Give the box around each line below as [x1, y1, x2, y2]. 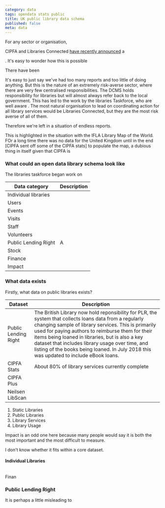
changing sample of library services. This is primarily [34, 321, 156, 328]
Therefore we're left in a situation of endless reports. [5, 123, 112, 129]
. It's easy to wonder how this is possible [5, 58, 87, 64]
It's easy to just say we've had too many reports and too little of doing [5, 77, 146, 83]
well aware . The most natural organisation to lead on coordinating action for [5, 103, 160, 109]
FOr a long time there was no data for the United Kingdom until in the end [5, 138, 154, 144]
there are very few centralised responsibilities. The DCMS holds [5, 87, 134, 93]
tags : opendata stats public [5, 12, 65, 17]
